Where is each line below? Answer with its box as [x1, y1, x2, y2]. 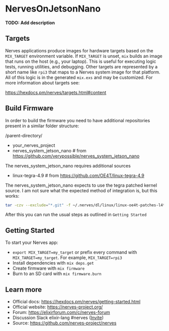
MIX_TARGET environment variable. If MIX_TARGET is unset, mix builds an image [5, 53, 162, 59]
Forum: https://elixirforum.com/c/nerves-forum [12, 309, 110, 315]
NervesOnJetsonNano [5, 3, 101, 15]
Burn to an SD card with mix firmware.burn [12, 271, 102, 277]
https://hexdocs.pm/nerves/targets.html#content [5, 89, 107, 96]
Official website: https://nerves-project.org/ [12, 304, 103, 310]
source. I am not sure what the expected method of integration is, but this [5, 187, 157, 194]
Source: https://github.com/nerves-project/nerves [12, 320, 117, 326]
